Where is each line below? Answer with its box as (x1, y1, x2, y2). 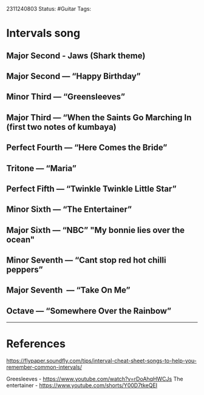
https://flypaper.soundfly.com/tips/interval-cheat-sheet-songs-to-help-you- (6, 357, 197, 365)
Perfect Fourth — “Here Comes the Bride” (6, 143, 168, 153)
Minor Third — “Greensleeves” (6, 92, 126, 102)
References (6, 337, 66, 351)
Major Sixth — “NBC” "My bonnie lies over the (6, 225, 185, 235)
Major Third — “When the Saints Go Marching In (6, 112, 192, 123)
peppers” (6, 265, 44, 275)
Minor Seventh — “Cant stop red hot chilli (6, 255, 166, 266)
